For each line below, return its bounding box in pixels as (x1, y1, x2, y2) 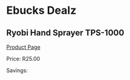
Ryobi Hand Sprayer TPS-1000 (6, 28, 125, 38)
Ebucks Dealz (6, 4, 77, 17)
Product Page (6, 43, 41, 51)
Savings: (6, 67, 29, 74)
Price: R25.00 (6, 55, 41, 62)
